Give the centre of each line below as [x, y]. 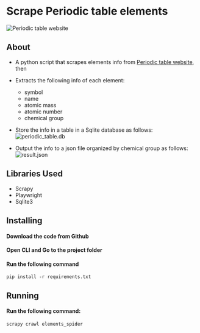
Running [23, 295]
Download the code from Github [48, 236]
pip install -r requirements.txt [49, 277]
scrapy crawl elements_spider [45, 324]
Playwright [29, 195]
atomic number [43, 112]
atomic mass [40, 105]
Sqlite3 [24, 201]
